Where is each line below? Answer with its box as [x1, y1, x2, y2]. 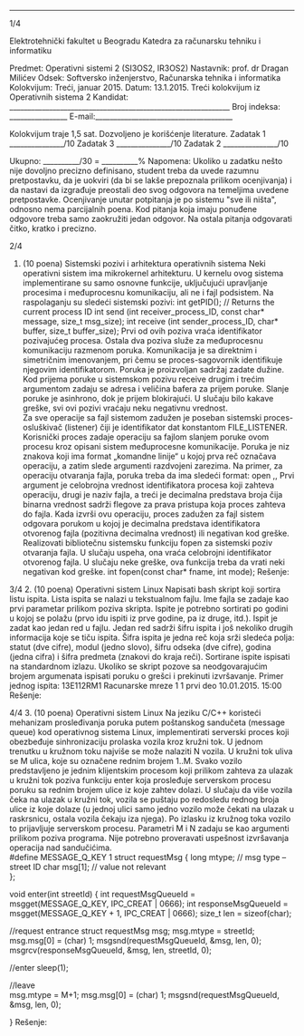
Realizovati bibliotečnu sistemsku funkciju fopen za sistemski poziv [22, 537, 273, 548]
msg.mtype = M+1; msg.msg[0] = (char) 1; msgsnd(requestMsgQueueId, [9, 990, 280, 1000]
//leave [9, 980, 36, 991]
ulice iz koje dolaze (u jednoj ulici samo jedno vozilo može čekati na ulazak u [9, 804, 295, 814]
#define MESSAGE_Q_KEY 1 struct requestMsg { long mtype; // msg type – [9, 852, 287, 862]
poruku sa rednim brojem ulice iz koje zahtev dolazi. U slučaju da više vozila [9, 785, 293, 795]
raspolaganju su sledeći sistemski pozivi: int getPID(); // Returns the [22, 296, 275, 307]
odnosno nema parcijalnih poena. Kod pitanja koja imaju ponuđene [9, 204, 258, 214]
